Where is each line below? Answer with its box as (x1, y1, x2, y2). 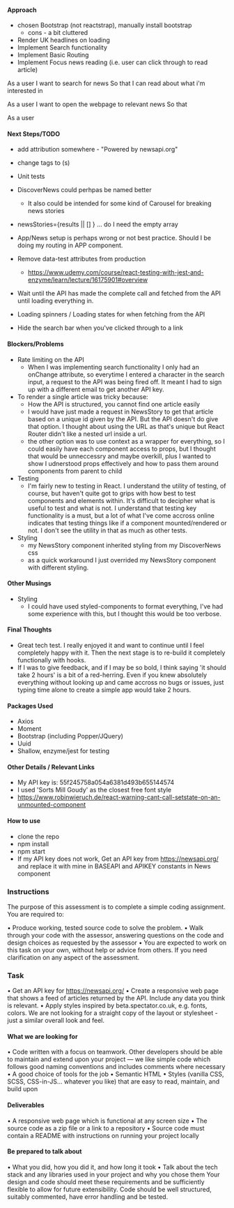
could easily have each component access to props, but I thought (27, 444, 216, 453)
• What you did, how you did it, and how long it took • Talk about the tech (7, 1163, 218, 1171)
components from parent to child (27, 467, 123, 475)
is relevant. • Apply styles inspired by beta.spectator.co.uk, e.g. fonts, (7, 1001, 208, 1010)
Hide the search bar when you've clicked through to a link (17, 323, 183, 332)
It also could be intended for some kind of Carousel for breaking (27, 199, 212, 208)
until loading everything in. (17, 297, 94, 305)
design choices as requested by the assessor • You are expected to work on (7, 938, 227, 947)
